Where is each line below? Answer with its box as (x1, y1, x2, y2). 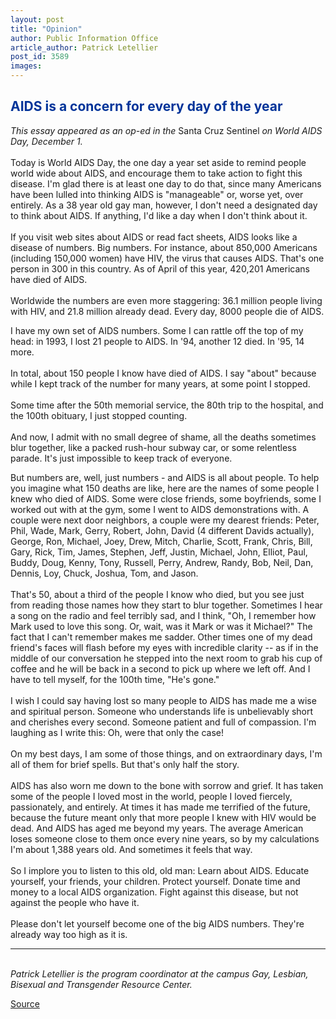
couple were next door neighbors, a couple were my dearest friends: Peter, (10, 514, 320, 526)
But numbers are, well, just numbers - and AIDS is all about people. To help (10, 471, 320, 483)
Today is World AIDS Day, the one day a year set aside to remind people (10, 156, 307, 168)
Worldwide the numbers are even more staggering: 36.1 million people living (10, 294, 323, 306)
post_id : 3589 (10, 52, 70, 62)
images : (10, 61, 43, 71)
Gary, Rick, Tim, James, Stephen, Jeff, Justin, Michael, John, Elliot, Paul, (10, 546, 308, 558)
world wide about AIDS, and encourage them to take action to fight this (10, 167, 303, 179)
